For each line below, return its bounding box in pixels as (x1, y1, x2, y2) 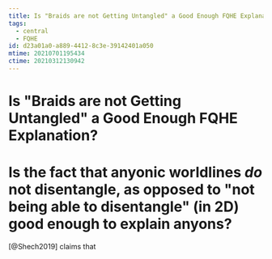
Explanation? (8, 126, 99, 145)
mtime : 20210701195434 (8, 49, 85, 57)
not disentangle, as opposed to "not (8, 180, 255, 199)
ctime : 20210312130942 (8, 57, 85, 66)
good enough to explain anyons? (8, 215, 232, 233)
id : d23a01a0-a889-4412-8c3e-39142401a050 (8, 42, 154, 50)
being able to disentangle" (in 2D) (8, 197, 240, 216)
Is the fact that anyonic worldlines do (8, 163, 263, 182)
